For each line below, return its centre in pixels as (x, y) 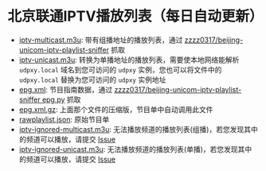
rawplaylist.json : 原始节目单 (64, 119)
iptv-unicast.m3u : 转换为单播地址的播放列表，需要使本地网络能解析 (129, 60)
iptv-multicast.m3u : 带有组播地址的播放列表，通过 (101, 40)
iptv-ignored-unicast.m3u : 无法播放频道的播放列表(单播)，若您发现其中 (135, 149)
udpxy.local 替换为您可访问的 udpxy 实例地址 (92, 80)
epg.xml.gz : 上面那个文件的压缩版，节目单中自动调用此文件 (116, 109)
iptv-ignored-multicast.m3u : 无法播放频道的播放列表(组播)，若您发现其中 (138, 129)
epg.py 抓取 (61, 99)
